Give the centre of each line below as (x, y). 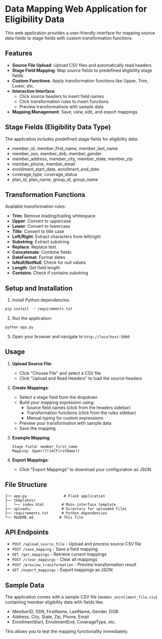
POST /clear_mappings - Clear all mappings (55, 559)
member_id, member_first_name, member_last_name (65, 148)
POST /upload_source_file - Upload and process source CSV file (77, 544)
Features (19, 53)
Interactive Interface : (34, 91)
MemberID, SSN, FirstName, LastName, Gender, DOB (65, 612)
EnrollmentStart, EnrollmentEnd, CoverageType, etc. (64, 622)
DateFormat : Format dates (39, 258)
